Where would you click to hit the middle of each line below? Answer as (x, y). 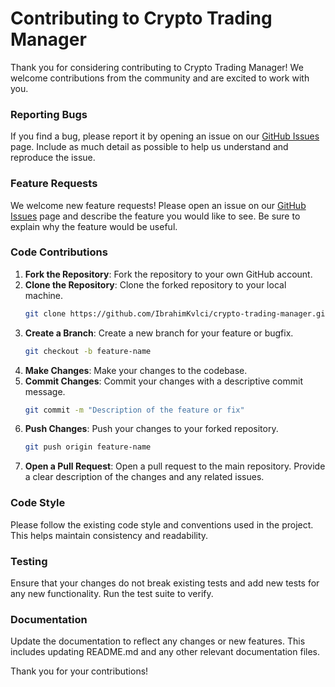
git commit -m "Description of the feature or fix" (134, 410)
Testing (29, 561)
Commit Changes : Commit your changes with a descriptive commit (163, 381)
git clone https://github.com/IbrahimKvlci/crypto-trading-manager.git (177, 313)
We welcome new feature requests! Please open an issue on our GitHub (158, 205)
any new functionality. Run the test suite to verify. (112, 593)
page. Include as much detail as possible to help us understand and (149, 147)
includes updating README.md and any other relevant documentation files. (165, 652)
